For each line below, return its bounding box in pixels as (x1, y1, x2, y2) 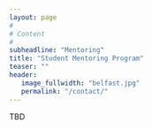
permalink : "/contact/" (20, 87, 109, 95)
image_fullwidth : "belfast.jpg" (20, 79, 141, 87)
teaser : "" (9, 63, 49, 72)
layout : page (9, 12, 57, 22)
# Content (9, 29, 46, 38)
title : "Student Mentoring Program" (9, 54, 144, 63)
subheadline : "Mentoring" (9, 46, 104, 55)
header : (9, 71, 38, 80)
